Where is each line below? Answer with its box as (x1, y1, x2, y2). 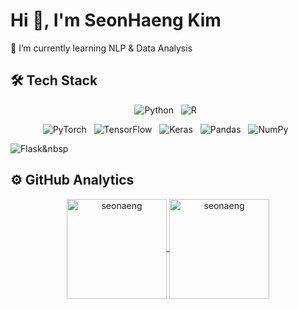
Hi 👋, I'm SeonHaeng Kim (10, 9, 222, 32)
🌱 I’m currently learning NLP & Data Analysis (10, 42, 193, 54)
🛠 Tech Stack (10, 72, 98, 89)
